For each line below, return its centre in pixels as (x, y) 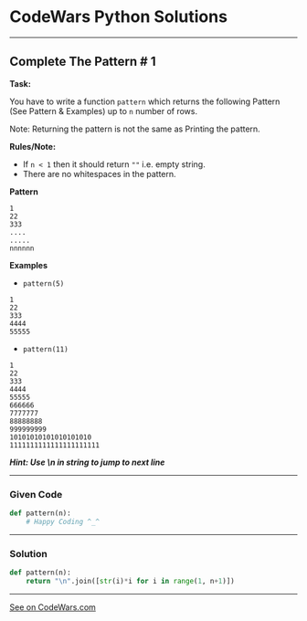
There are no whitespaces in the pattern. (99, 174)
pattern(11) (45, 349)
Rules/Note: (33, 146)
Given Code (36, 494)
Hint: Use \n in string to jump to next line (87, 462)
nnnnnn (22, 248)
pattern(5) (43, 284)
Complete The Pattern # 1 (83, 62)
